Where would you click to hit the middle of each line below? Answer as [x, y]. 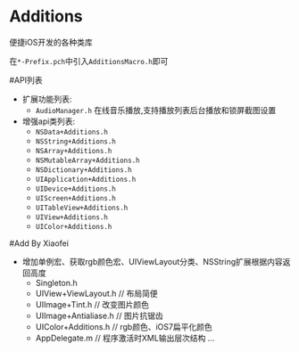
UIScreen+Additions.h [75, 198]
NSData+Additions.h [72, 132]
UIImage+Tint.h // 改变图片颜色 [92, 304]
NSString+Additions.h [75, 141]
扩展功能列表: [47, 99]
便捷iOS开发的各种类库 [51, 42]
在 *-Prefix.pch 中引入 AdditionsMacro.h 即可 [89, 61]
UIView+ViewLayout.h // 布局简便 [96, 293]
